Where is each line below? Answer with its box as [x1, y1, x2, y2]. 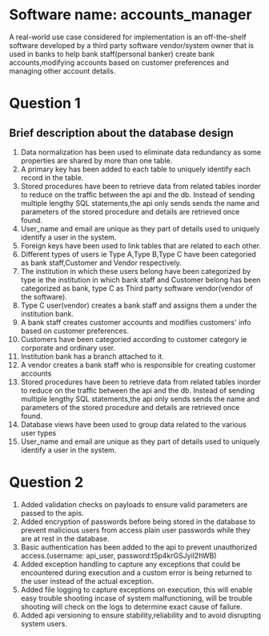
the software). [20, 292, 67, 301]
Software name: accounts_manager [9, 6, 252, 24]
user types [20, 428, 57, 437]
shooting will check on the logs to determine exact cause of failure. [20, 602, 243, 611]
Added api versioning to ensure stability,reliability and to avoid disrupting [20, 610, 262, 620]
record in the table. [20, 172, 84, 182]
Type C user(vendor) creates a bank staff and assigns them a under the [20, 300, 257, 310]
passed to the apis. [20, 508, 84, 517]
